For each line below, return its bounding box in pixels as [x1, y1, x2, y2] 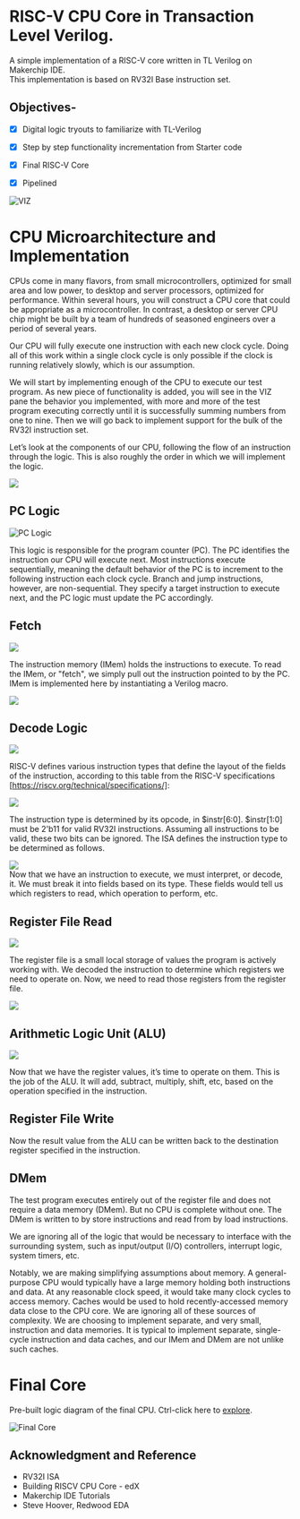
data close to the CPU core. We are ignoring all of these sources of [9, 1305, 257, 1316]
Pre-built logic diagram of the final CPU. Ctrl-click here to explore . [9, 1404, 253, 1415]
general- [254, 1267, 287, 1278]
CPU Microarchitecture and [9, 227, 217, 247]
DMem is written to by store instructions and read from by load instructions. [9, 1214, 288, 1224]
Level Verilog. [9, 25, 114, 46]
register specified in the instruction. [9, 1145, 141, 1155]
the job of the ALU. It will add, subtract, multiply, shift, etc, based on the [9, 1077, 274, 1086]
